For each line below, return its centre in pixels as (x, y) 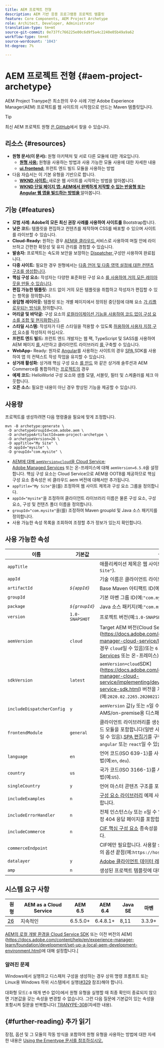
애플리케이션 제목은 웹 (123, 564)
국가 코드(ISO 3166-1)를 (128, 770)
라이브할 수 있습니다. (37, 235)
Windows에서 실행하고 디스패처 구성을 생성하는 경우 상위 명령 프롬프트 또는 (77, 976)
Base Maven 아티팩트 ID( (127, 588)
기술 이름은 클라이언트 (123, 579)
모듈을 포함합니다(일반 (130, 729)
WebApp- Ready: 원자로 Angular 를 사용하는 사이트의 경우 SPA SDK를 (80, 351)
